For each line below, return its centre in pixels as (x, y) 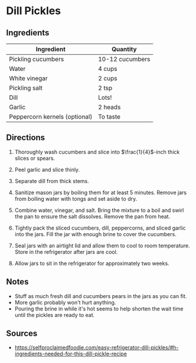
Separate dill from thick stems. (52, 181)
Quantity (124, 49)
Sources (22, 334)
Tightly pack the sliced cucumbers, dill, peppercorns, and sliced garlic (100, 228)
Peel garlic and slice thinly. (47, 169)
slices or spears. (35, 158)
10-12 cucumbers (124, 59)
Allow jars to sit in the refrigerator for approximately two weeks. (92, 263)
